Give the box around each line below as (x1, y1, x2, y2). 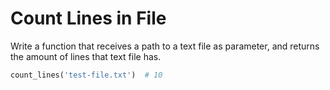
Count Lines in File (10, 7, 167, 30)
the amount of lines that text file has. (10, 50, 162, 62)
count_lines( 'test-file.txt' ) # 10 (10, 70, 163, 80)
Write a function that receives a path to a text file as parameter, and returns (10, 40, 320, 52)
